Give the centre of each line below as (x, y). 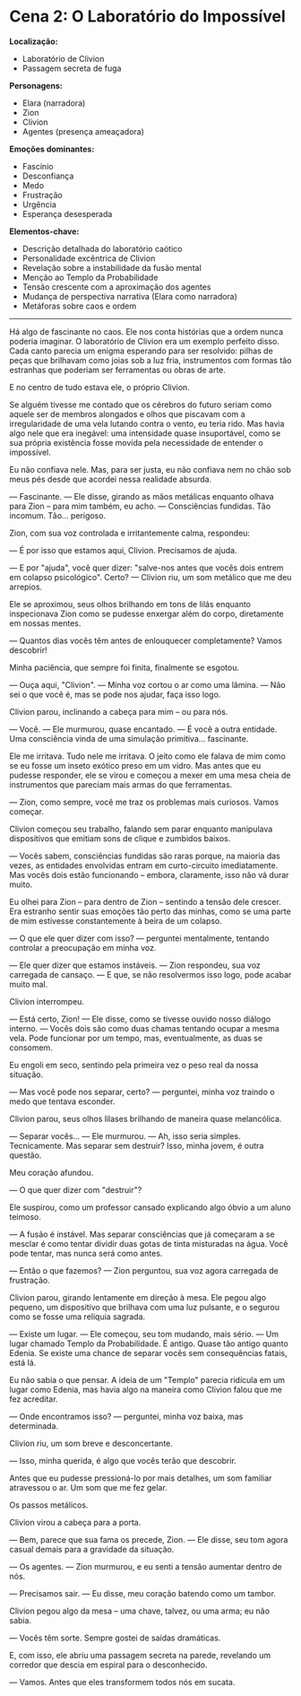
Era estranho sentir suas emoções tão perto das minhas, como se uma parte (150, 911)
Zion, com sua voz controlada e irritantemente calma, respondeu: (130, 533)
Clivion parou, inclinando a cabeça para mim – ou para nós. (119, 711)
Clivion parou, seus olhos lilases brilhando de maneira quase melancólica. (146, 1118)
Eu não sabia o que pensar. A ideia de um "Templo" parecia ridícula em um (147, 1379)
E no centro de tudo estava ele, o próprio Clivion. (99, 387)
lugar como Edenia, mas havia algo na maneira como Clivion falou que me (146, 1389)
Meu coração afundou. (52, 1172)
